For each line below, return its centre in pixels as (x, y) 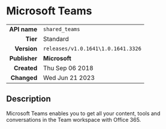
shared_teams (61, 29)
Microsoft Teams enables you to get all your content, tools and (83, 113)
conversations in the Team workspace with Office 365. (74, 119)
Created (26, 68)
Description (28, 99)
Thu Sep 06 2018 (68, 68)
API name (23, 29)
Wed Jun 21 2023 (69, 78)
